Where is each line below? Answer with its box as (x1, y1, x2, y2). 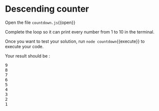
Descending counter (5, 3, 89, 15)
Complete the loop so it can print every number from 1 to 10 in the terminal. (5, 29, 155, 35)
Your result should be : (5, 53, 50, 59)
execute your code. (5, 43, 44, 49)
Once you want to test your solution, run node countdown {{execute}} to (5, 38, 145, 44)
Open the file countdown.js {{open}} (5, 19, 76, 25)
